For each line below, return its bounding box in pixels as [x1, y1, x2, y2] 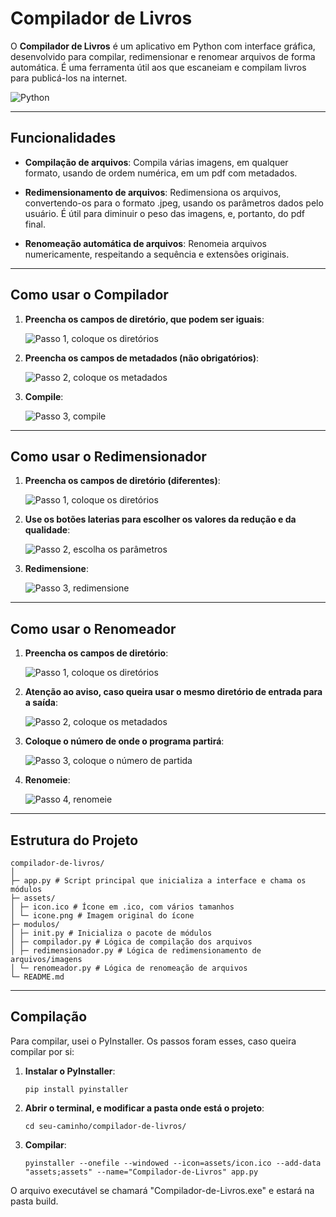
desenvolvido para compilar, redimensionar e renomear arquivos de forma [10, 50, 316, 62]
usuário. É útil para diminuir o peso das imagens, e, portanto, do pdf [24, 207, 305, 219]
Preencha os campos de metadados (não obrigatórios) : [24, 352, 260, 364]
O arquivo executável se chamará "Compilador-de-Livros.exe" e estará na [10, 1184, 315, 1196]
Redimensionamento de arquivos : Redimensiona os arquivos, [24, 186, 282, 198]
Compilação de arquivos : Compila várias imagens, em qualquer [24, 156, 289, 168]
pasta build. [10, 1195, 59, 1207]
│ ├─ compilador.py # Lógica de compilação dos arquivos [10, 937, 253, 947]
